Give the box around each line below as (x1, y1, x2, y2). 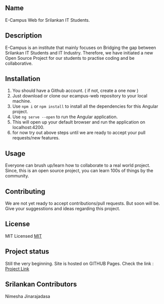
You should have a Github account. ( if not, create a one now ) (12, 87, 139, 93)
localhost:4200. (12, 125, 44, 130)
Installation (5, 75, 41, 83)
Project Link (5, 265, 30, 271)
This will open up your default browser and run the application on (12, 119, 146, 125)
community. (5, 173, 29, 179)
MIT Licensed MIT (5, 233, 42, 239)
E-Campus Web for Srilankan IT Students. (5, 17, 90, 23)
